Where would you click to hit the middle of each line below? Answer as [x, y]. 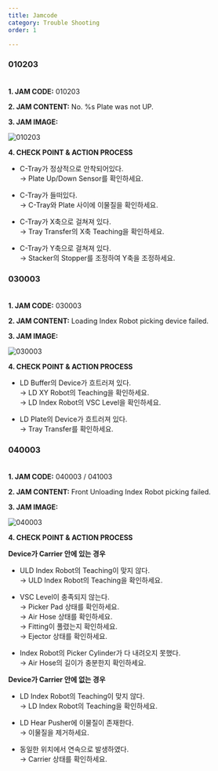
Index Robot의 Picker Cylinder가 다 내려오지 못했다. [100, 653]
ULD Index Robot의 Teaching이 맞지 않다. [85, 571]
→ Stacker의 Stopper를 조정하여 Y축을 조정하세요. [97, 258]
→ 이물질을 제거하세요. [54, 732]
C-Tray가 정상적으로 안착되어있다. [71, 168]
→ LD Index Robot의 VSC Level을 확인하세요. [90, 402]
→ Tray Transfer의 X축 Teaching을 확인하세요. [92, 231]
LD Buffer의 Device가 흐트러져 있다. [75, 383]
